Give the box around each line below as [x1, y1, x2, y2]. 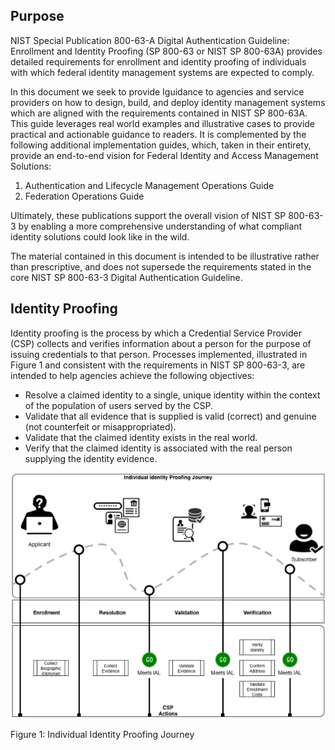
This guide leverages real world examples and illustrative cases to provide [10, 117, 316, 129]
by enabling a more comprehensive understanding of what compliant [18, 220, 303, 232]
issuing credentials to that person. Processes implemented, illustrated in [10, 348, 308, 360]
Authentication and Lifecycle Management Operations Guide [24, 179, 275, 191]
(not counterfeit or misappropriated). [24, 420, 177, 433]
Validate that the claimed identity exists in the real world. [24, 431, 258, 443]
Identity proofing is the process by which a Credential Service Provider [10, 327, 302, 339]
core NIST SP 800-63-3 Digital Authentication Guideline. [10, 271, 243, 283]
